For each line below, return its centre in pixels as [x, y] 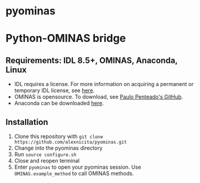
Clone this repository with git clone [59, 136]
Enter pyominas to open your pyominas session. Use [78, 167]
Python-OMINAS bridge [66, 39]
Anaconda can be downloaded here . [59, 103]
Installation [27, 122]
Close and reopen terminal [47, 161]
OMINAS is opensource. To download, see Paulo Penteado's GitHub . [99, 97]
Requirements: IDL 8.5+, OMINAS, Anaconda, [92, 60]
